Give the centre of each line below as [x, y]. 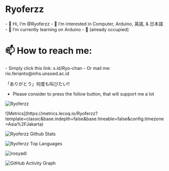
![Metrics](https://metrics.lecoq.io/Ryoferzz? [51, 113]
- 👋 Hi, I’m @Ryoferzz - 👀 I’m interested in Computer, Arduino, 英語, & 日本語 [84, 24]
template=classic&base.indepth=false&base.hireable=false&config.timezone [84, 119]
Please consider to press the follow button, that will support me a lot [83, 94]
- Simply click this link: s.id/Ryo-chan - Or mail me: [58, 68]
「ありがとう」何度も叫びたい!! [38, 83]
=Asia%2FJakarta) [24, 124]
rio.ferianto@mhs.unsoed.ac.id [37, 73]
